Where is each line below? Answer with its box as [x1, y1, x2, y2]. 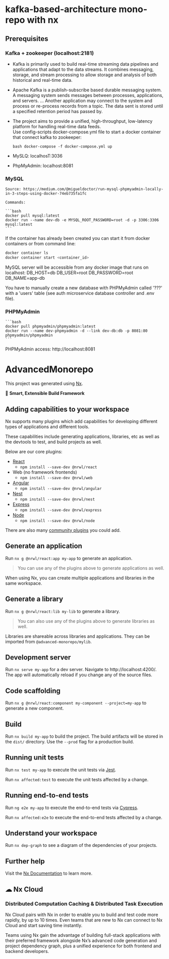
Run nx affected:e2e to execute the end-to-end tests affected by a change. [5, 814, 162, 820]
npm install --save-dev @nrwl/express [20, 508, 102, 513]
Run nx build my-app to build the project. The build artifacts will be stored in [5, 733, 163, 739]
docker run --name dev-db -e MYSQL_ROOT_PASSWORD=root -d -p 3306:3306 [5, 218, 159, 223]
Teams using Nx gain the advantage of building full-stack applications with [5, 932, 160, 938]
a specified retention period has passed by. [12, 108, 103, 114]
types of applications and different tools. [5, 423, 90, 430]
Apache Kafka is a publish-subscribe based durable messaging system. [12, 87, 162, 93]
